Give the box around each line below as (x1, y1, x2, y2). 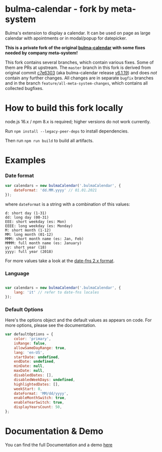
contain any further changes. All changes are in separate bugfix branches (5, 75, 154, 81)
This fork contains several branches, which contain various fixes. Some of (5, 59, 154, 65)
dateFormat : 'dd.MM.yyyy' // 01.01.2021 (14, 188, 97, 193)
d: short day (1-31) (5, 210, 47, 216)
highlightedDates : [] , (14, 382, 60, 387)
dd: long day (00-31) (5, 215, 49, 220)
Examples (5, 155, 46, 166)
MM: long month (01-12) (5, 232, 54, 237)
